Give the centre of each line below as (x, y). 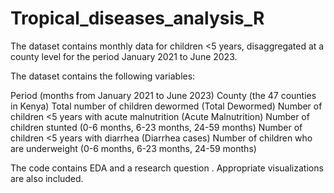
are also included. (47, 178)
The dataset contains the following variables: (103, 76)
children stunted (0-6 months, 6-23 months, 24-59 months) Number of (156, 127)
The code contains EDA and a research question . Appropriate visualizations (167, 168)
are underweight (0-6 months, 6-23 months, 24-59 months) (133, 148)
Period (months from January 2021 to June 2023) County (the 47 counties (163, 95)
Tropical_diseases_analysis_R (137, 18)
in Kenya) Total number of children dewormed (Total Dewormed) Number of (166, 106)
